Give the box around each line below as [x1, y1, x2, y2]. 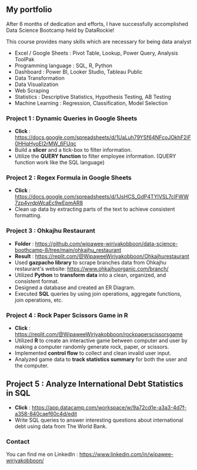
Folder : [14, 240, 34, 247]
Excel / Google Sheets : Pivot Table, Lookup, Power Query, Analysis [14, 49, 178, 57]
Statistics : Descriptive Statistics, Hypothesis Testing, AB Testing [14, 93, 172, 100]
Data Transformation [14, 74, 65, 81]
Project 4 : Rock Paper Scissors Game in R [6, 311, 128, 319]
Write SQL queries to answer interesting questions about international [14, 416, 183, 423]
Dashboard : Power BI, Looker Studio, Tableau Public [14, 68, 143, 75]
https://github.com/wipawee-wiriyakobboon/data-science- [35, 240, 178, 247]
